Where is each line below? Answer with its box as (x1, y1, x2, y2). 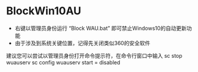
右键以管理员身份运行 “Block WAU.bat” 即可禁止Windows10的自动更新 (14, 24, 187, 32)
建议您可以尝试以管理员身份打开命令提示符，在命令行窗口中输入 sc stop (6, 52, 183, 59)
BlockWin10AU (6, 4, 82, 18)
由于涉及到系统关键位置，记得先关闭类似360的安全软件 (14, 39, 150, 46)
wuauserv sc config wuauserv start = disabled (6, 58, 120, 66)
